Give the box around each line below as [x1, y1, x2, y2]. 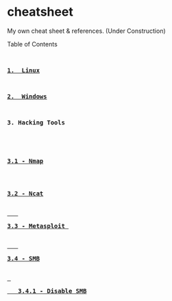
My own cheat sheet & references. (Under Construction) [7, 27, 166, 35]
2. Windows [7, 92, 47, 100]
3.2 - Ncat [7, 189, 44, 197]
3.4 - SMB [7, 254, 40, 262]
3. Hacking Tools [7, 118, 65, 127]
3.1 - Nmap [7, 157, 44, 165]
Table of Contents [7, 40, 58, 48]
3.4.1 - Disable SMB [18, 287, 87, 295]
